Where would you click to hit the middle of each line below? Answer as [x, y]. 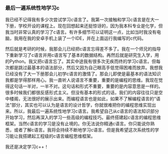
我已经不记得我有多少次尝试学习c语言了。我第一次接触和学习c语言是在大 [80, 20]
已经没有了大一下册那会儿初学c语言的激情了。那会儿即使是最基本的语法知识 [83, 74]
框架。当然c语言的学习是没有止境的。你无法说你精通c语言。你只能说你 [78, 124]
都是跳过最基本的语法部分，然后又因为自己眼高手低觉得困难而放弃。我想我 [86, 68]
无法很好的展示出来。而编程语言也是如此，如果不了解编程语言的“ [89, 99]
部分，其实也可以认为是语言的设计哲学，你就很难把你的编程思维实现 [82, 105]
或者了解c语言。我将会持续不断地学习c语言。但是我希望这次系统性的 [84, 130]
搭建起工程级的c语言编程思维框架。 [59, 136]
